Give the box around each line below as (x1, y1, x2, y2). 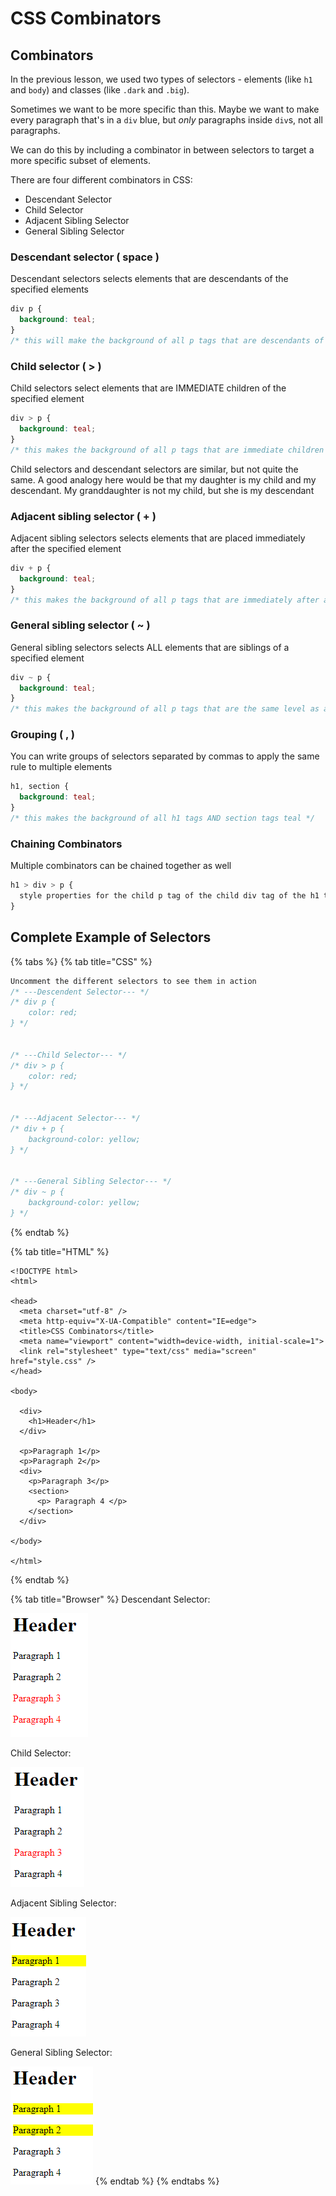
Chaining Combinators (10, 837, 123, 851)
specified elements (10, 283, 90, 296)
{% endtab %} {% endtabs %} (94, 2175, 220, 2187)
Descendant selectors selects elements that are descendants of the (10, 273, 289, 285)
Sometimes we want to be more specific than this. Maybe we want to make (10, 103, 320, 115)
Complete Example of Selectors (10, 929, 212, 946)
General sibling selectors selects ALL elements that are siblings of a (10, 641, 290, 653)
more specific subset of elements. (10, 155, 151, 166)
